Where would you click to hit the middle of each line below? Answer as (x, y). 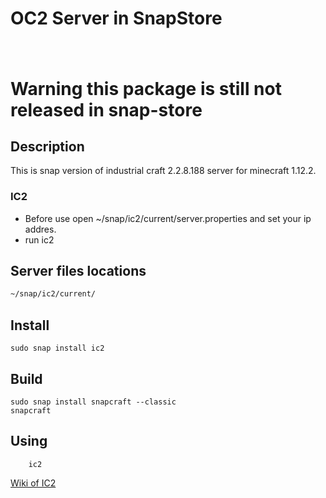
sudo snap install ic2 (57, 348)
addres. (40, 229)
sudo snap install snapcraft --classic (93, 402)
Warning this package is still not (146, 88)
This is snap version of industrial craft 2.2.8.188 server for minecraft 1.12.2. (163, 171)
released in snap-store (106, 109)
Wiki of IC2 (33, 483)
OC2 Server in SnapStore (116, 18)
